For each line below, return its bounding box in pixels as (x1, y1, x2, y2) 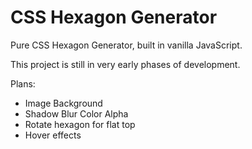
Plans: (10, 77, 36, 90)
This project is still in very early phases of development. (10, 58, 241, 70)
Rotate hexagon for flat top (24, 118, 136, 130)
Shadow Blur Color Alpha (24, 107, 129, 120)
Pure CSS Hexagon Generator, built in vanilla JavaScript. (10, 39, 243, 51)
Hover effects (24, 129, 82, 141)
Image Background (24, 97, 103, 109)
